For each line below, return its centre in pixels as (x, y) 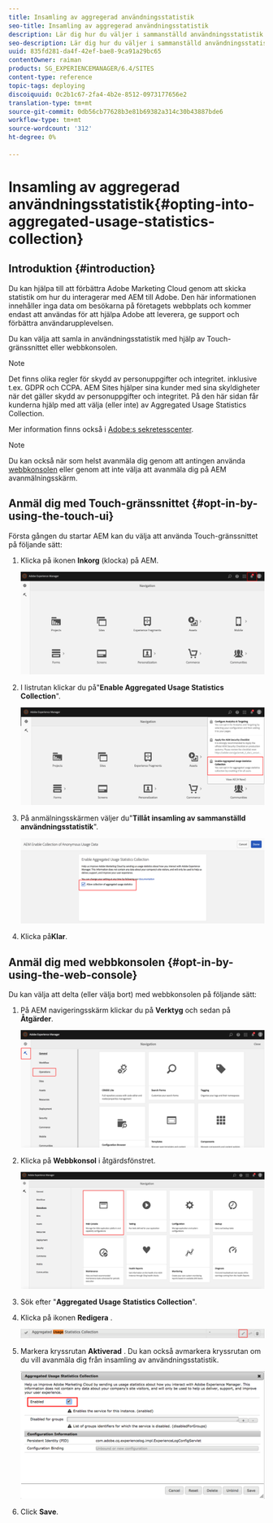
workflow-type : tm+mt (45, 120)
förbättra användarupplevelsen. (61, 323)
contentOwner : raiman (45, 60)
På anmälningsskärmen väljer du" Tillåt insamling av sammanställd (133, 818)
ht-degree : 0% (32, 137)
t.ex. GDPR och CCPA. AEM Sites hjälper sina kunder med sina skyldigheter (134, 387)
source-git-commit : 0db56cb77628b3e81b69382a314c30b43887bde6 (116, 111)
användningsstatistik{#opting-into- (132, 204)
